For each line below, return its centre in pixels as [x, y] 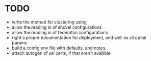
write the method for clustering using [49, 22]
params [19, 42]
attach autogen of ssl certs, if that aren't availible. [62, 53]
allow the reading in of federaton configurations [60, 32]
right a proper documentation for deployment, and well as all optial [79, 38]
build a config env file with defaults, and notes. [59, 48]
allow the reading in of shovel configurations [57, 27]
